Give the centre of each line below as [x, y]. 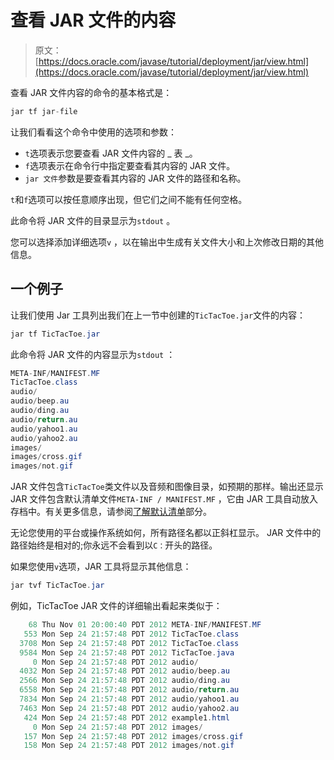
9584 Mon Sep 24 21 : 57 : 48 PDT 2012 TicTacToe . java [127, 652]
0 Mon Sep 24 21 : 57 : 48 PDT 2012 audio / [115, 662]
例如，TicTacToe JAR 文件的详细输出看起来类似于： [116, 605]
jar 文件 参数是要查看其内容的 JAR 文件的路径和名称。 [135, 178]
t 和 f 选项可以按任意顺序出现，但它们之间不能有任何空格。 [129, 199]
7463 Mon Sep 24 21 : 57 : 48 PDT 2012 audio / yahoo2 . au [129, 708]
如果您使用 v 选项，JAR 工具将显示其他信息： [101, 567]
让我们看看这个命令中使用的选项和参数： [93, 132]
